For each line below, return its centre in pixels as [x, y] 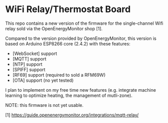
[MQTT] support [29, 58]
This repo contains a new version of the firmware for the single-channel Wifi [84, 23]
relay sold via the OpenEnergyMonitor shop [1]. [54, 28]
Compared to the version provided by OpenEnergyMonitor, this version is [81, 38]
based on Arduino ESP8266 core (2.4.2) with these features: [68, 43]
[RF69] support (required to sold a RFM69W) [59, 75]
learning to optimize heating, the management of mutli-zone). [69, 95]
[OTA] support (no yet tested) [43, 80]
